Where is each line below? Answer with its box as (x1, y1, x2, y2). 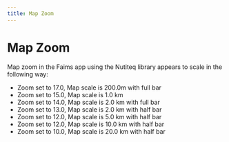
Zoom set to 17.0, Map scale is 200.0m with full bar (17, 83, 162, 92)
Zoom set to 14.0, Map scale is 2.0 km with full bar (17, 98, 160, 106)
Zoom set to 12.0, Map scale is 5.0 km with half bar (17, 112, 162, 121)
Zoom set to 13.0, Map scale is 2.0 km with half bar (17, 105, 162, 114)
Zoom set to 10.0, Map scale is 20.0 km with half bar (17, 127, 166, 135)
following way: (7, 70, 48, 78)
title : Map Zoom (7, 10, 54, 17)
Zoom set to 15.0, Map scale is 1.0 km (17, 90, 123, 99)
